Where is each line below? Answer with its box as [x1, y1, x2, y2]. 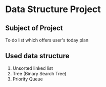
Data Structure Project [5, 4, 101, 15]
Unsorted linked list [12, 65, 53, 71]
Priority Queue [12, 76, 43, 82]
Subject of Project [5, 24, 63, 32]
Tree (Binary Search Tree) [12, 70, 67, 76]
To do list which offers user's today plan [5, 37, 89, 43]
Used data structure [5, 52, 70, 60]
